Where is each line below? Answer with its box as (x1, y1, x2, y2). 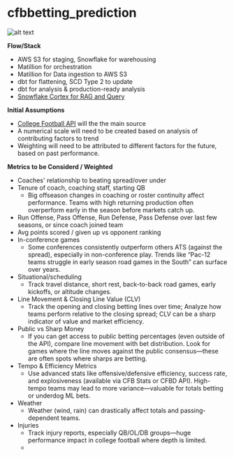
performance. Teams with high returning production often (27, 198, 194, 207)
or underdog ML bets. (27, 391, 91, 400)
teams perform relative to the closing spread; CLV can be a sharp (27, 310, 217, 318)
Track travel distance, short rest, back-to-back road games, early (27, 280, 217, 288)
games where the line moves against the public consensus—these (27, 347, 219, 355)
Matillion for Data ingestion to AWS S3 (17, 70, 128, 78)
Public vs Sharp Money (17, 324, 85, 333)
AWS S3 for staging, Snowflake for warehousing (17, 55, 156, 64)
